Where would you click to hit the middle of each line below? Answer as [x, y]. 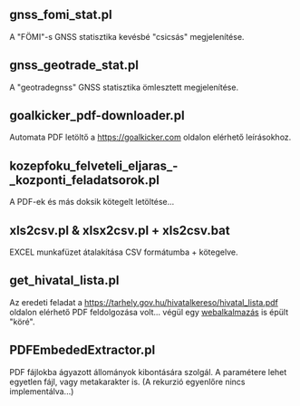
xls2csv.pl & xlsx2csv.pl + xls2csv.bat [120, 230]
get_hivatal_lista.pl [64, 280]
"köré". [22, 322]
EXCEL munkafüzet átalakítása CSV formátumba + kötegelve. [124, 252]
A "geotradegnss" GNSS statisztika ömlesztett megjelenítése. [124, 87]
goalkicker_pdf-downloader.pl [97, 116]
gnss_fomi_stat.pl [61, 15]
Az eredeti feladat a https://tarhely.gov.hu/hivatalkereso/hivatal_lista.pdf [144, 302]
